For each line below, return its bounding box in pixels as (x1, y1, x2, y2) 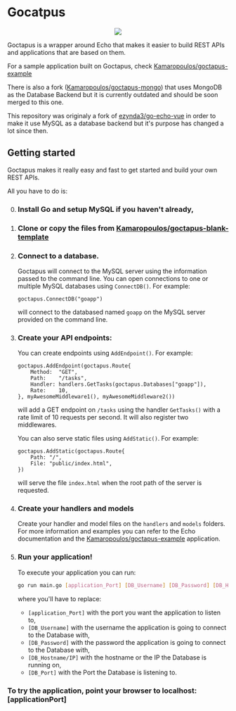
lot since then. (7, 126, 48, 134)
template (17, 232, 49, 241)
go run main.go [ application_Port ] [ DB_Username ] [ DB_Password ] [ (17, 581, 216, 589)
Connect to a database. (17, 251, 100, 260)
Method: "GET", (30, 369, 78, 376)
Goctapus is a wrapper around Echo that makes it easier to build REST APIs (7, 40, 225, 49)
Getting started (7, 147, 76, 159)
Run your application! (17, 552, 93, 562)
